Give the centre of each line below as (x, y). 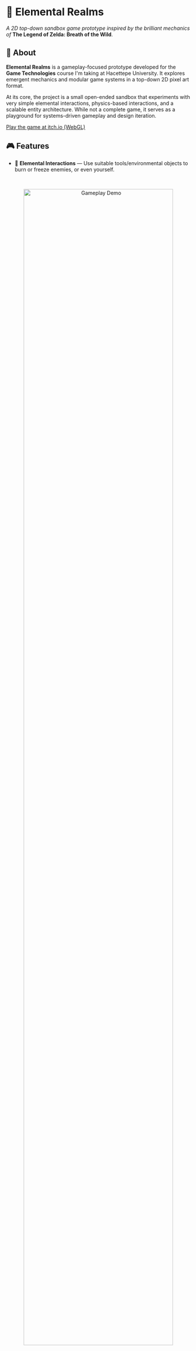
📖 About (21, 53)
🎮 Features (28, 146)
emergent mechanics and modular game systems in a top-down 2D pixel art (97, 79)
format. (15, 85)
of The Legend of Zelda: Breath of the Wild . (59, 34)
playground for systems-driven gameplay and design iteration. (81, 115)
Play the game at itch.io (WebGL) (46, 127)
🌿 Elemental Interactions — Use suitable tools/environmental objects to (101, 163)
